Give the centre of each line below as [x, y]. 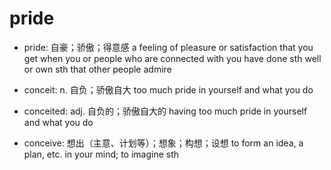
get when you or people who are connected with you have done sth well [172, 58]
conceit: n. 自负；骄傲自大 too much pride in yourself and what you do [168, 89]
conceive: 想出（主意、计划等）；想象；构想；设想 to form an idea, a [163, 143]
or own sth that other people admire [97, 69]
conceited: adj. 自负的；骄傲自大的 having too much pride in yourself [165, 111]
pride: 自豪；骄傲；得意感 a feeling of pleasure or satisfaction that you [168, 47]
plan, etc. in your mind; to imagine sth [101, 154]
